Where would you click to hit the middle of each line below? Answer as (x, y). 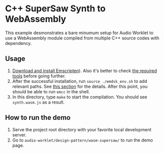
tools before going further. (39, 76)
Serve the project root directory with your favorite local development (82, 129)
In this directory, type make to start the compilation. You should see (80, 97)
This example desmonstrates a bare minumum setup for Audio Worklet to (79, 33)
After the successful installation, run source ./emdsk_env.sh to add (80, 81)
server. (19, 135)
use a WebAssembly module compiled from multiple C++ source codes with (82, 38)
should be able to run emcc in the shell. (51, 91)
